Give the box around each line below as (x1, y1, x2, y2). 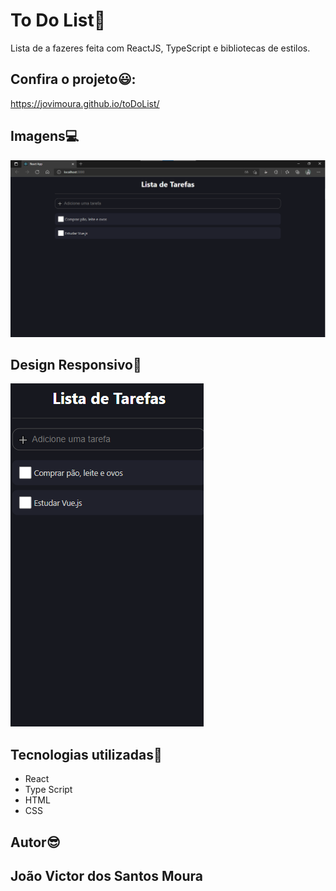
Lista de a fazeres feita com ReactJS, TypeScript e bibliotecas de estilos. (10, 42, 311, 54)
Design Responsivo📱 (10, 356, 142, 373)
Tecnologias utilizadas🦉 (10, 746, 163, 763)
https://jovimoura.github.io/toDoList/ (10, 97, 160, 109)
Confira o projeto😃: (10, 71, 137, 88)
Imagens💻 (10, 128, 80, 145)
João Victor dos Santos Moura (10, 867, 203, 884)
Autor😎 (10, 834, 61, 851)
